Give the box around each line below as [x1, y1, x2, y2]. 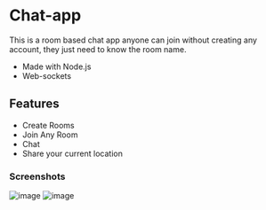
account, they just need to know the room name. [9, 43, 187, 54]
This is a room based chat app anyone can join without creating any [9, 35, 258, 45]
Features [9, 97, 60, 112]
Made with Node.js [21, 61, 92, 72]
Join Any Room [21, 129, 78, 140]
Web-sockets [21, 70, 72, 81]
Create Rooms [21, 120, 76, 130]
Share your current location [21, 148, 123, 159]
